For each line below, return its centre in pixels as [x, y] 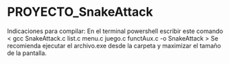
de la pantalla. [27, 53]
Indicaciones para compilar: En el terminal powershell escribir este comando [115, 31]
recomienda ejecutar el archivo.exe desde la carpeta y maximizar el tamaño [114, 45]
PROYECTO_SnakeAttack [80, 12]
